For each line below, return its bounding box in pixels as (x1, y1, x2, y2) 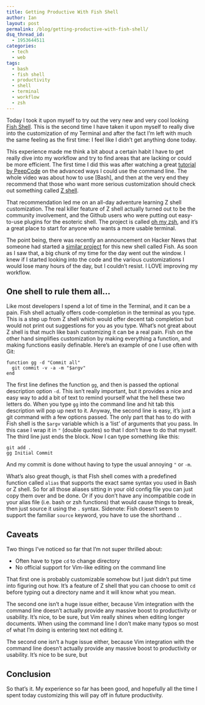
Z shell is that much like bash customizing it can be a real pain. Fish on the (6, 328, 193, 336)
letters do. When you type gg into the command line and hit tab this (6, 400, 175, 408)
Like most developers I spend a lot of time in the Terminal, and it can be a (6, 303, 190, 310)
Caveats (6, 529, 38, 540)
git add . (6, 445, 32, 451)
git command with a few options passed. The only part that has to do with (6, 413, 192, 421)
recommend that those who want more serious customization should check (6, 180, 196, 187)
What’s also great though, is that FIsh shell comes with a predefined (6, 472, 177, 480)
